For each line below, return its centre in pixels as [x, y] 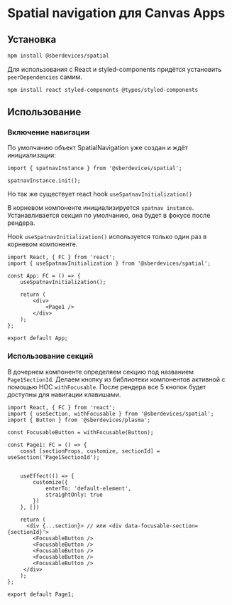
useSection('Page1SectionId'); [54, 457]
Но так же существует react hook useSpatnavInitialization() [100, 194]
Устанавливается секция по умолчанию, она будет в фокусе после [109, 216]
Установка [32, 40]
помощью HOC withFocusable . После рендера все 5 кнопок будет [107, 386]
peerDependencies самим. [45, 77]
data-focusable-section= [161, 526]
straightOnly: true [74, 495]
